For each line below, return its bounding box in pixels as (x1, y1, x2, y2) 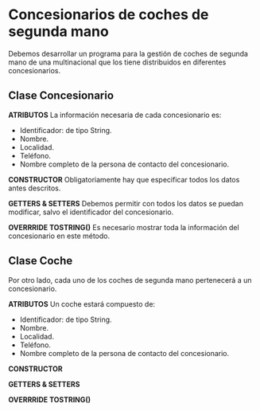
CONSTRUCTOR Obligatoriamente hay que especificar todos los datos (8, 174, 240, 184)
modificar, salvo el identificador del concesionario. (8, 207, 174, 217)
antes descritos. (8, 183, 61, 193)
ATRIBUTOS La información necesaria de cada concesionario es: (8, 110, 222, 119)
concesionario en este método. (8, 231, 110, 241)
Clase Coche (8, 254, 73, 268)
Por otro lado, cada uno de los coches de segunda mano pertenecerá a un (8, 275, 252, 284)
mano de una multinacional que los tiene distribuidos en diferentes (8, 57, 227, 67)
